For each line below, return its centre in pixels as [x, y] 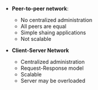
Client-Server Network [40, 50]
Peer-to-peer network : [40, 9]
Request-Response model [52, 68]
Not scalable [36, 39]
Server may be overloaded [53, 81]
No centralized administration [56, 20]
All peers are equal [43, 26]
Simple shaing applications [53, 33]
